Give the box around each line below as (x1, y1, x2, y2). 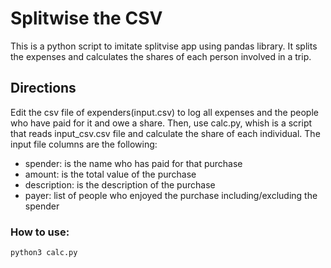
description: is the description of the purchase (24, 178, 216, 191)
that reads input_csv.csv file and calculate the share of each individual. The (10, 127, 321, 139)
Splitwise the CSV (10, 7, 163, 30)
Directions (10, 80, 77, 97)
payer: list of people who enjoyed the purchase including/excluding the (24, 189, 318, 201)
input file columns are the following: (10, 138, 158, 150)
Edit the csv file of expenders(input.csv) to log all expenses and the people (10, 106, 319, 118)
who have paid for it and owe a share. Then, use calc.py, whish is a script (10, 117, 313, 129)
